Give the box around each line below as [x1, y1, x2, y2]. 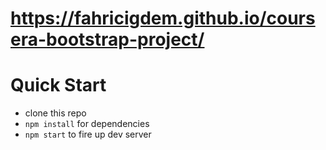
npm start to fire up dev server [24, 128, 152, 141]
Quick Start [10, 74, 107, 97]
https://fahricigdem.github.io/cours [10, 7, 316, 30]
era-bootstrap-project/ [10, 28, 205, 51]
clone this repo [24, 107, 87, 119]
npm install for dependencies [24, 118, 150, 130]
